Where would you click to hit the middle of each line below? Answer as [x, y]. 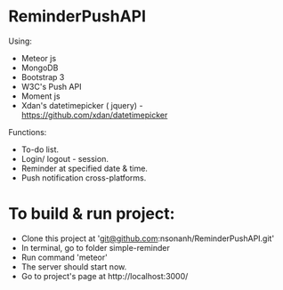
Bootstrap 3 [43, 77]
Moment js [40, 96]
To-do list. [40, 149]
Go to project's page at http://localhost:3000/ [105, 276]
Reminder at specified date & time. [85, 168]
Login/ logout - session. [65, 158]
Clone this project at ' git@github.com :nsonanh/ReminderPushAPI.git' [148, 238]
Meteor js [39, 58]
